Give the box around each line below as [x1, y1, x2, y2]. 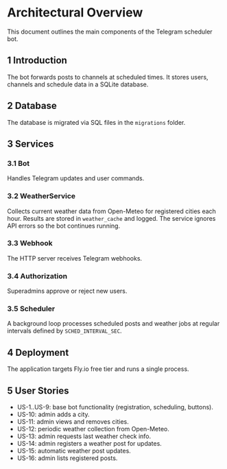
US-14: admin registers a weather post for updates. [16, 440, 163, 448]
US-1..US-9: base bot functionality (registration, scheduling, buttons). [16, 403, 214, 411]
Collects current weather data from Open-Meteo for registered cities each [7, 207, 216, 215]
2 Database [7, 100, 57, 112]
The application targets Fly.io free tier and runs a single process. [7, 365, 190, 373]
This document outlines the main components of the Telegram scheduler [7, 27, 213, 36]
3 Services [7, 138, 54, 149]
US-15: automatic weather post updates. [16, 447, 132, 455]
